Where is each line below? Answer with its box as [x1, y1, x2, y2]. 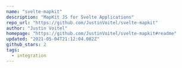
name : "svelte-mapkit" [6, 8, 62, 15]
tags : [6, 47, 20, 53]
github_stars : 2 [6, 42, 46, 48]
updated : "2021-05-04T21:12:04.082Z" [6, 36, 100, 42]
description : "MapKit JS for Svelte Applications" [6, 14, 134, 20]
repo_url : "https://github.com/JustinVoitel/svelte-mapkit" [6, 20, 159, 25]
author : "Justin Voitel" [6, 25, 68, 31]
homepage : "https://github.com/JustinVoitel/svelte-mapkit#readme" [6, 31, 177, 37]
